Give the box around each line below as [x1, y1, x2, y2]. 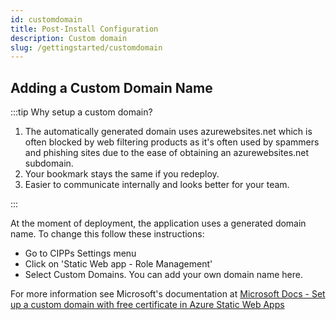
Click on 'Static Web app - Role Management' [24, 258, 213, 270]
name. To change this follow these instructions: [10, 228, 205, 240]
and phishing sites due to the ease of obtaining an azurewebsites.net [24, 147, 310, 159]
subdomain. [24, 157, 74, 170]
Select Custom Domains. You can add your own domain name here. [24, 269, 303, 281]
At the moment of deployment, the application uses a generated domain [10, 217, 307, 230]
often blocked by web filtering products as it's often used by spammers [24, 136, 320, 148]
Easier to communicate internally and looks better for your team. [24, 179, 290, 191]
